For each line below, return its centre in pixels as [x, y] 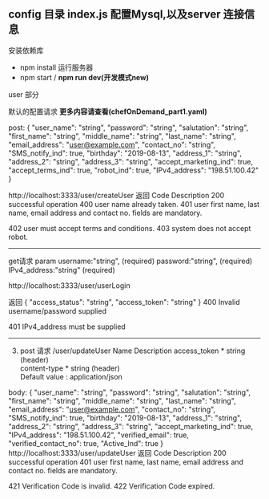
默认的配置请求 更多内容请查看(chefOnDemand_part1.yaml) [108, 112]
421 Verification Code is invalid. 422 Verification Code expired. [112, 486]
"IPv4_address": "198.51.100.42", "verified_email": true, [99, 435]
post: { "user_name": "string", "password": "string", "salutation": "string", [128, 128]
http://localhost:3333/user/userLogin [69, 285]
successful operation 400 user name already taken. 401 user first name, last [134, 204]
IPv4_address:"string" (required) [62, 270]
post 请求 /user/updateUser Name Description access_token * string [132, 351]
